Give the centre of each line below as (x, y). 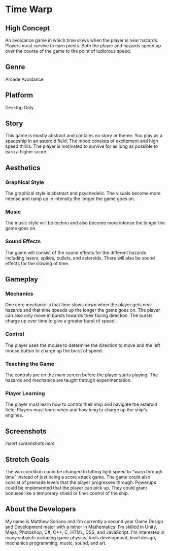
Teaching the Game (30, 364)
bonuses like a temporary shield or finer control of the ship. (67, 493)
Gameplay (22, 280)
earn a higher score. (26, 152)
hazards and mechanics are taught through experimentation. (69, 380)
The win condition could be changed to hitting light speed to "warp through (84, 471)
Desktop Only (20, 107)
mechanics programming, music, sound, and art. (56, 543)
